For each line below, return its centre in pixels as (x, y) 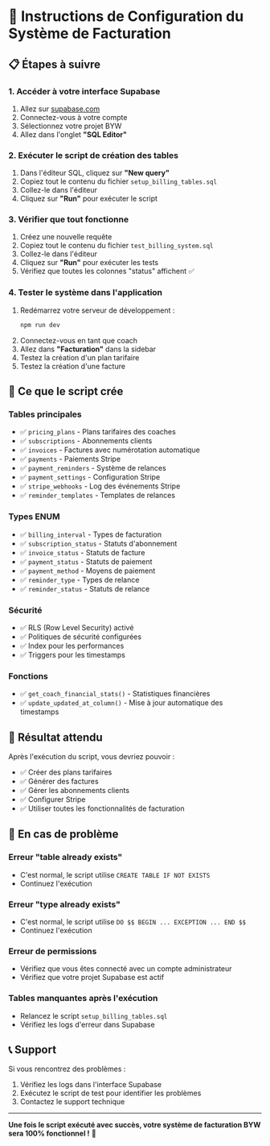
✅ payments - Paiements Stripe (70, 459)
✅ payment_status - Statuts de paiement (86, 561)
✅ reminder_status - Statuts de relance (85, 588)
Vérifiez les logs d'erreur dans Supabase (87, 1024)
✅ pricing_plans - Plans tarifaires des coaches (98, 432)
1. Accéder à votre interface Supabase (84, 91)
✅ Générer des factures (59, 782)
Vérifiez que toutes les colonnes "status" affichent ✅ (107, 271)
